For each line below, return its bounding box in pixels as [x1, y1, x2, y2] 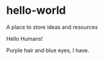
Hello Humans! [6, 35, 44, 42]
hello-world [6, 4, 67, 17]
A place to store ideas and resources [6, 23, 98, 31]
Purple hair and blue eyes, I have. [6, 46, 89, 54]
